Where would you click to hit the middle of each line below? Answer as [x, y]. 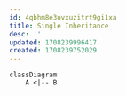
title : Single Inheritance [59, 26]
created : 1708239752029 [53, 51]
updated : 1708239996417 [53, 42]
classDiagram [33, 75]
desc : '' [25, 34]
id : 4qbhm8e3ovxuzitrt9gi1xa [63, 17]
